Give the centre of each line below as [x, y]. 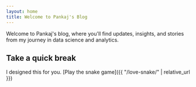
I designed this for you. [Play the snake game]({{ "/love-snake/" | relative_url [98, 72]
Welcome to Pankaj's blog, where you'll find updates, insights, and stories [95, 33]
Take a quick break [41, 58]
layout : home [22, 11]
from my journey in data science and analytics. [62, 40]
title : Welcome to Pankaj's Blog [47, 17]
